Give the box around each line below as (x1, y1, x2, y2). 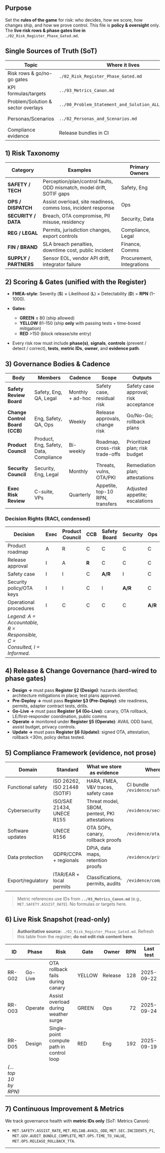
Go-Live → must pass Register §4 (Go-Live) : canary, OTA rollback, (12, 708, 148, 714)
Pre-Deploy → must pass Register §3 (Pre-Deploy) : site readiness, (12, 698, 148, 704)
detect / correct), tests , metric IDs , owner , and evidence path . (12, 346, 140, 351)
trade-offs (96, 451, 121, 458)
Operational (7, 599, 35, 606)
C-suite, (34, 489, 54, 495)
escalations (127, 497, 153, 504)
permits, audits (86, 880, 121, 887)
